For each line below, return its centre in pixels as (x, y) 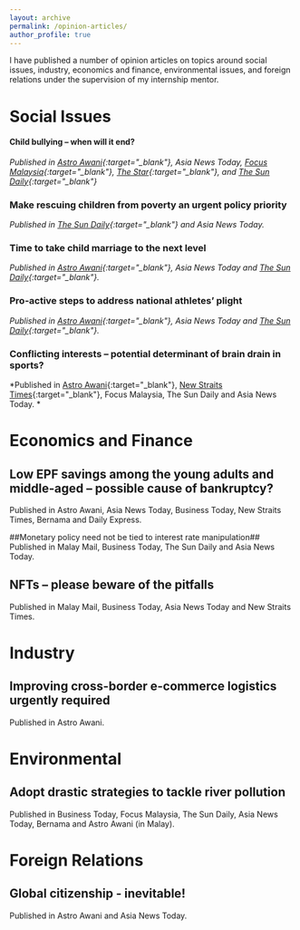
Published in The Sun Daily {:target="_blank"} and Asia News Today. (137, 225)
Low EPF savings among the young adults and (142, 474)
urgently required (60, 700)
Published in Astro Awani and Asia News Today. (98, 915)
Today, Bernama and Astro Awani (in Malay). (92, 823)
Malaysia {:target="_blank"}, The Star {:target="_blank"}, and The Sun (140, 171)
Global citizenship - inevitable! (97, 894)
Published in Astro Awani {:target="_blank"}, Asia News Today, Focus (139, 162)
